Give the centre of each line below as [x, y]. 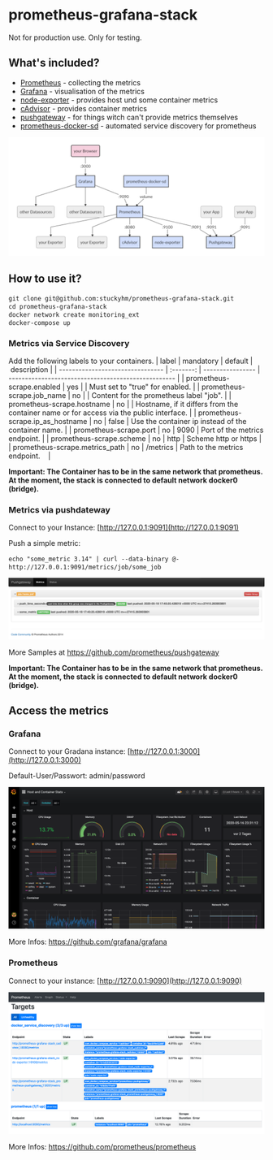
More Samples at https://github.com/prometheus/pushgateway [114, 652]
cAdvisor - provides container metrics [84, 108]
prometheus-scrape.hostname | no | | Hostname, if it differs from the [123, 405]
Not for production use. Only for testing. [75, 37]
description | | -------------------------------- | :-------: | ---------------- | [135, 370]
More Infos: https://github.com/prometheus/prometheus [102, 1146]
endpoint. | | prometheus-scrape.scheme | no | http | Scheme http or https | [135, 439]
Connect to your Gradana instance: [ [69, 751]
